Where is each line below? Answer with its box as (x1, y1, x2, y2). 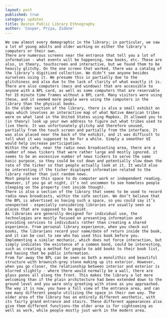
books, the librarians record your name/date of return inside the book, (5, 229, 162, 234)
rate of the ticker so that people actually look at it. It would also (5, 163, 157, 168)
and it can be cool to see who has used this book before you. (5, 233, 140, 239)
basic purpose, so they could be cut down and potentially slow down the (5, 159, 162, 164)
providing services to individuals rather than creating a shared (5, 220, 146, 225)
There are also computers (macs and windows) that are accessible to (5, 84, 153, 89)
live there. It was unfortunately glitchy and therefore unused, (5, 124, 144, 129)
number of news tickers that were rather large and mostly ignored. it (5, 150, 157, 155)
